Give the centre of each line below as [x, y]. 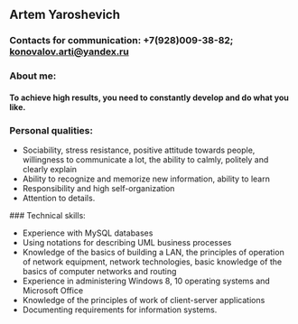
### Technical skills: [47, 216]
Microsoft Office [53, 291]
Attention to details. [59, 199]
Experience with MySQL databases [88, 233]
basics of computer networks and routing [99, 272]
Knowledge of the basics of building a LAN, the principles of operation [153, 253]
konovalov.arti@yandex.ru [69, 51]
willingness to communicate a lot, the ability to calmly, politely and [145, 160]
